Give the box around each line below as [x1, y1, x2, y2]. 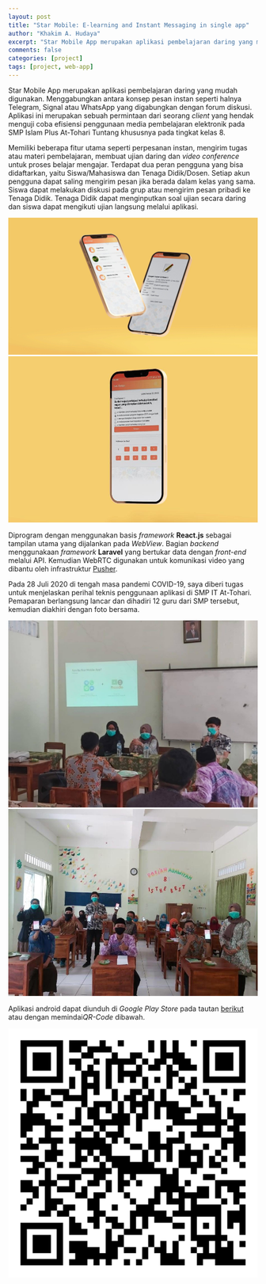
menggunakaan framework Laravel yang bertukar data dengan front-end [8, 547, 247, 557]
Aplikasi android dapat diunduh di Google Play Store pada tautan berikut [8, 1004, 244, 1013]
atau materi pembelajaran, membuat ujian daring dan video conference [8, 151, 240, 161]
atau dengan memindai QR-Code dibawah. [8, 1012, 145, 1021]
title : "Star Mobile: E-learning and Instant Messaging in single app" [8, 21, 249, 29]
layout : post [8, 13, 51, 21]
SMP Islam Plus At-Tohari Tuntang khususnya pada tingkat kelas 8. [8, 127, 226, 137]
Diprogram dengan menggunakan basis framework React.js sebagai [8, 530, 232, 540]
